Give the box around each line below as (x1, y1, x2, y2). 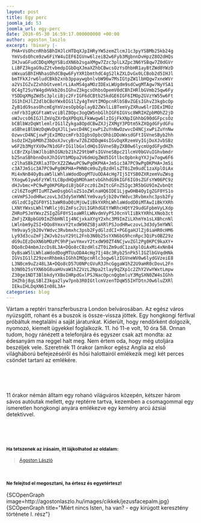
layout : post (6, 8, 39, 15)
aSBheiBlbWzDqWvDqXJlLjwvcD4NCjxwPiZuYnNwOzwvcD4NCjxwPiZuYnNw (11, 127, 173, 133)
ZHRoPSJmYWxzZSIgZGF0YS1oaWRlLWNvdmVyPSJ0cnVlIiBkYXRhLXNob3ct (11, 210, 173, 217)
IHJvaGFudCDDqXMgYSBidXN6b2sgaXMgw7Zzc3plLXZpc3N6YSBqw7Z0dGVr (11, 59, 173, 65)
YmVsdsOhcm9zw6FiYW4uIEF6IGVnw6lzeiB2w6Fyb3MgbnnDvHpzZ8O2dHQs (11, 54, 173, 60)
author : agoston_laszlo (6, 37, 66, 43)
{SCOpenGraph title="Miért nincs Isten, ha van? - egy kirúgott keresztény (6, 504, 188, 511)
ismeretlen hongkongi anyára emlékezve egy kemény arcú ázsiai (6, 404, 167, 412)
